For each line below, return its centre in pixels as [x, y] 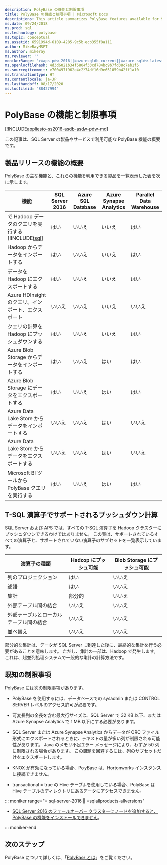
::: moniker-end [21, 827]
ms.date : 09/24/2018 [27, 24]
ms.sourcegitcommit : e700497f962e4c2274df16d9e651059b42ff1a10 [72, 70]
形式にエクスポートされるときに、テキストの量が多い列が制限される [82, 738]
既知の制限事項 [28, 675]
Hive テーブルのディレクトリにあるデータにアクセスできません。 [78, 791]
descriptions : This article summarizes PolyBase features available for [82, 19]
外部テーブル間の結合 [33, 606]
